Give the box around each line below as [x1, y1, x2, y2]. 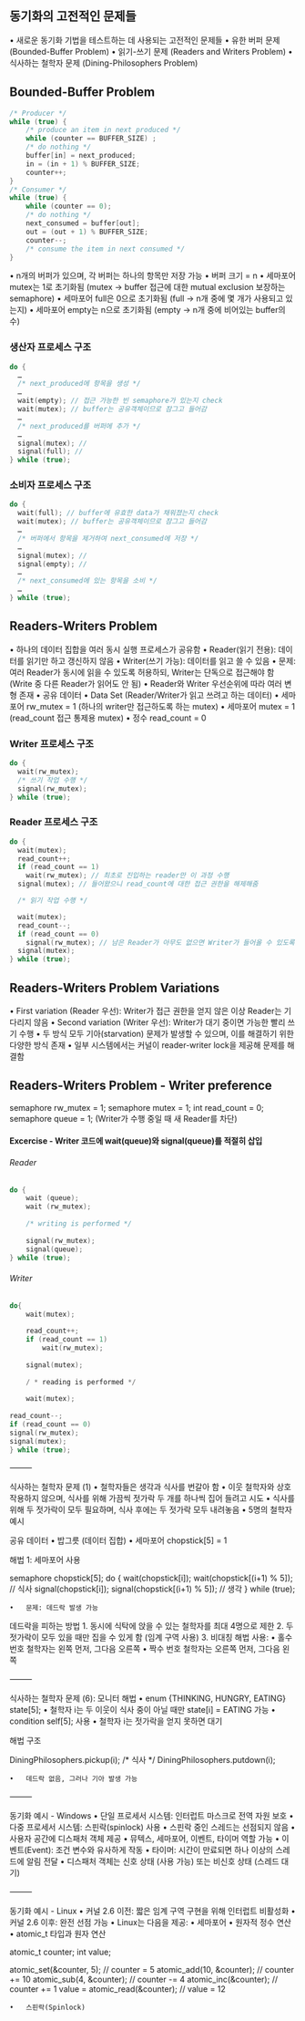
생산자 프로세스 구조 [9, 341, 92, 354]
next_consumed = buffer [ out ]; [25, 219, 141, 228]
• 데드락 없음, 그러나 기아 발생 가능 [9, 1775, 138, 1784]
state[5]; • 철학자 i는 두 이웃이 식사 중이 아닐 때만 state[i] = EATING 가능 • [9, 1705, 276, 1715]
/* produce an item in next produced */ [25, 126, 181, 135]
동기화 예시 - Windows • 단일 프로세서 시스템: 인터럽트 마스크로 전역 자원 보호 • [9, 1810, 294, 1821]
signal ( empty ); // [17, 559, 88, 568]
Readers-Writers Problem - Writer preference [9, 1078, 273, 1093]
